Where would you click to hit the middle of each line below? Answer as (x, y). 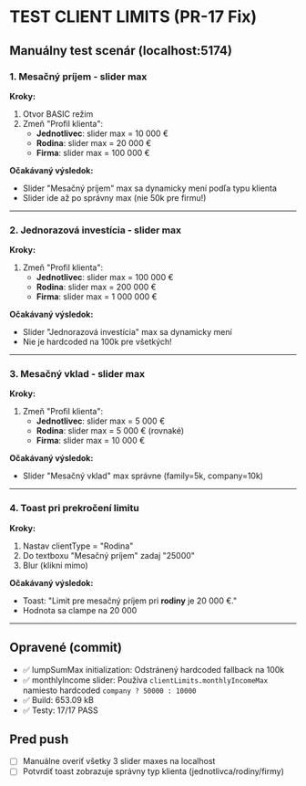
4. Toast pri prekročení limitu (74, 508)
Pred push (39, 739)
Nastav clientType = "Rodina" (78, 546)
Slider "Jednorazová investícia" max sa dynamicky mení (127, 332)
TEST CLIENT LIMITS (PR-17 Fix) (133, 17)
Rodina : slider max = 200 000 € (96, 287)
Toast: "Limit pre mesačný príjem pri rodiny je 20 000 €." (130, 601)
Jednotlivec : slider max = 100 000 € (105, 278)
